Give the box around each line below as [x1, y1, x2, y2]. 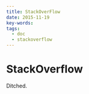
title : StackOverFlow [6, 8, 61, 15]
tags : [6, 25, 20, 32]
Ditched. [6, 82, 27, 89]
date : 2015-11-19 [6, 14, 50, 20]
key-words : [6, 20, 34, 26]
